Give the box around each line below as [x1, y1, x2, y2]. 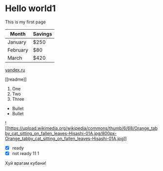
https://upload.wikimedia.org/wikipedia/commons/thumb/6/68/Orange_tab [8, 125, 158, 131]
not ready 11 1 [12, 151, 39, 156]
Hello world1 [5, 3, 56, 14]
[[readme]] [5, 76, 27, 82]
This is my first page [5, 19, 46, 25]
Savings [33, 30, 53, 37]
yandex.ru [5, 67, 25, 73]
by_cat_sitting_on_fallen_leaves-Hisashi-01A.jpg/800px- [5, 130, 117, 136]
